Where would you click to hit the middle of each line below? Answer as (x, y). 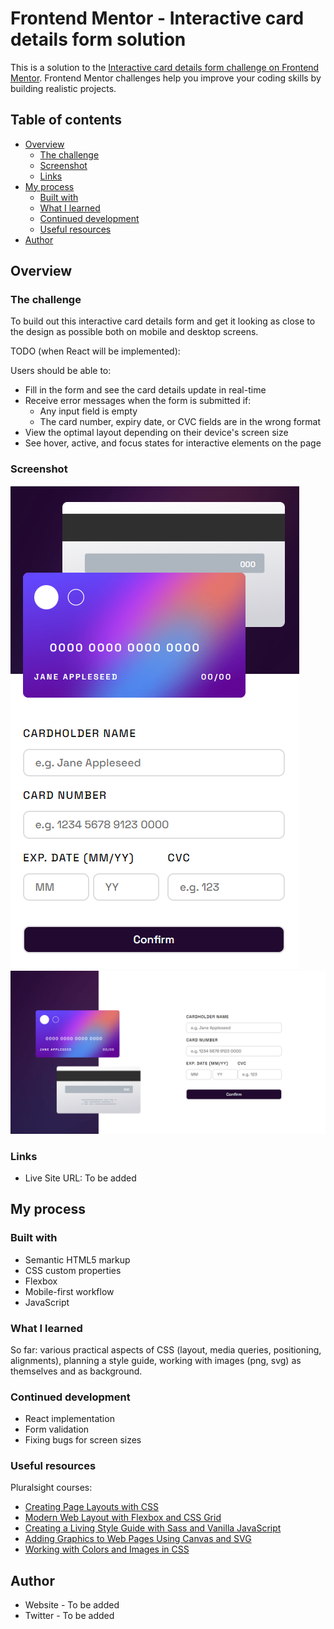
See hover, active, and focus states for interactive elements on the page (173, 443)
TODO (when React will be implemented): (95, 351)
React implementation (69, 1419)
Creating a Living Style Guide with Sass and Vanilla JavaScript (153, 1528)
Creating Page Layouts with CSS (91, 1507)
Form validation (57, 1429)
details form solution (98, 39)
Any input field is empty (88, 411)
